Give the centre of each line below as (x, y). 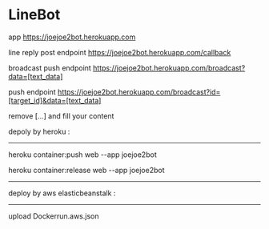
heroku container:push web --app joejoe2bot (83, 155)
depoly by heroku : (39, 131)
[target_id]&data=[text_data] (55, 100)
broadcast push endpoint (50, 68)
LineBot (34, 15)
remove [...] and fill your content (61, 116)
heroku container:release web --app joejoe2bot (86, 170)
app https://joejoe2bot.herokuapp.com (72, 37)
